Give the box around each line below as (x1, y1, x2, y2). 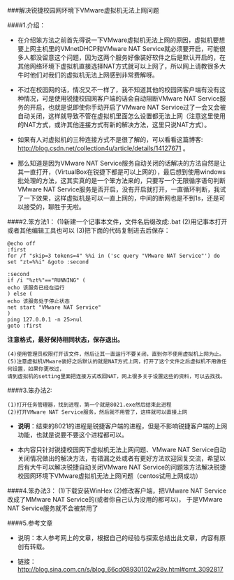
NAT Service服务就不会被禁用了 (7, 504, 99, 512)
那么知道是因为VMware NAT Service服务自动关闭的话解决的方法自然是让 (17, 159, 226, 167)
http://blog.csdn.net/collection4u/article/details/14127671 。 (17, 144, 190, 152)
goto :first (7, 322, 42, 329)
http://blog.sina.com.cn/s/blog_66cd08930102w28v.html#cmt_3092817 (17, 565, 224, 573)
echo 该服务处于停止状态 (7, 298, 70, 305)
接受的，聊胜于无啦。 (23, 203, 85, 211)
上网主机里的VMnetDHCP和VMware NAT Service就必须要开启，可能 (23, 45, 220, 52)
